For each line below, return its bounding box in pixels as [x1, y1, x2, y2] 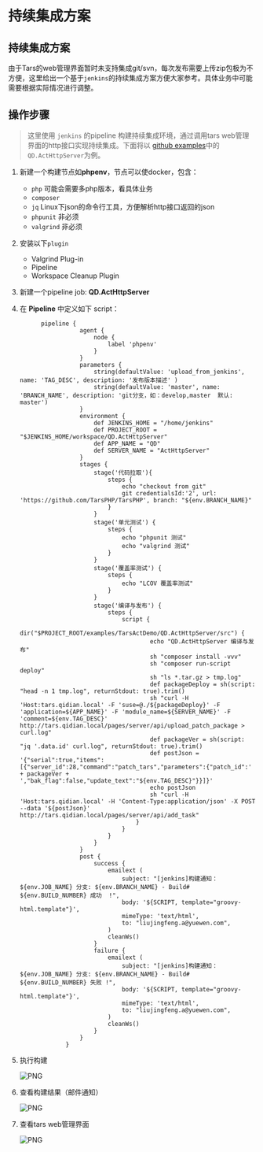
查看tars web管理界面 [19, 1119, 89, 1128]
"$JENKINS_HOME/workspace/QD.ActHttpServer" [19, 432, 168, 441]
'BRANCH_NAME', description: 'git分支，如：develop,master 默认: [19, 391, 233, 399]
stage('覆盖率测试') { [93, 564, 163, 572]
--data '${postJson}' [19, 804, 90, 812]
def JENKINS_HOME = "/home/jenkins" [93, 419, 214, 427]
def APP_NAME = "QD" [93, 439, 161, 447]
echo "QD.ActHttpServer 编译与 [149, 637, 249, 646]
